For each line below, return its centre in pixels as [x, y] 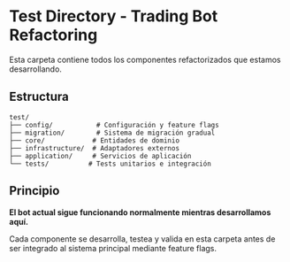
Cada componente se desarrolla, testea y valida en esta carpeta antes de [142, 239]
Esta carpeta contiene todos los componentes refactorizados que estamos [145, 59]
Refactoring [53, 35]
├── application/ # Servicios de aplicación [100, 156]
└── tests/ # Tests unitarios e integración [111, 164]
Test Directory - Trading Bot [114, 16]
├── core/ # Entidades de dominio [94, 140]
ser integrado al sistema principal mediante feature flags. [113, 248]
